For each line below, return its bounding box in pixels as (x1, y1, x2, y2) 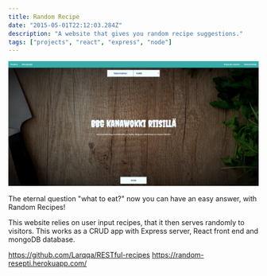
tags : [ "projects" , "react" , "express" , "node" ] (8, 38, 172, 46)
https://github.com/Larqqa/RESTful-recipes (8, 250, 151, 259)
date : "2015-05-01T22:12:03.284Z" (8, 21, 123, 29)
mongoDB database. (8, 235, 75, 244)
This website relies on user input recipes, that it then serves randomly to (8, 217, 245, 227)
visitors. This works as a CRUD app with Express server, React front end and (8, 226, 259, 235)
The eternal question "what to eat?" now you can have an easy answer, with (8, 193, 257, 203)
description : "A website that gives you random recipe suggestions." (8, 29, 244, 37)
